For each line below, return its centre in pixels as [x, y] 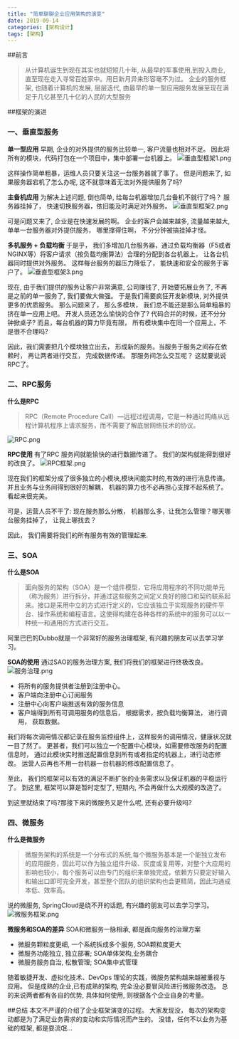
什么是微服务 [26, 840]
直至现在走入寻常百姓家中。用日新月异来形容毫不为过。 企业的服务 [122, 79]
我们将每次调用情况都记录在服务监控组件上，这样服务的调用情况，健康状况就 [119, 737]
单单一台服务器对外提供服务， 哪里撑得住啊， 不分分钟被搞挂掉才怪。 [109, 230]
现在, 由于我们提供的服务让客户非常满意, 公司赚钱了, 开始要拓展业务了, [110, 287]
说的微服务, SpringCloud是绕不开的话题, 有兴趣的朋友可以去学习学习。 [110, 905]
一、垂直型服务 [33, 132]
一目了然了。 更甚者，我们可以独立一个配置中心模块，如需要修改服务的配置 [117, 746]
